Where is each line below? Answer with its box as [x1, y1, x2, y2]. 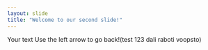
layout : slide [7, 10, 49, 17]
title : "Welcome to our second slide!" [7, 16, 123, 23]
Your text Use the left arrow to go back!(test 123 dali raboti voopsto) [7, 35, 202, 43]
